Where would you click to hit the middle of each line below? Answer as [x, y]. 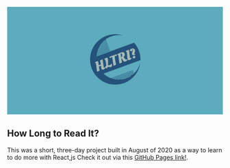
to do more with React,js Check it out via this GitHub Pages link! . [98, 157]
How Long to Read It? [53, 134]
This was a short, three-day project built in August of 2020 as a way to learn [115, 150]
